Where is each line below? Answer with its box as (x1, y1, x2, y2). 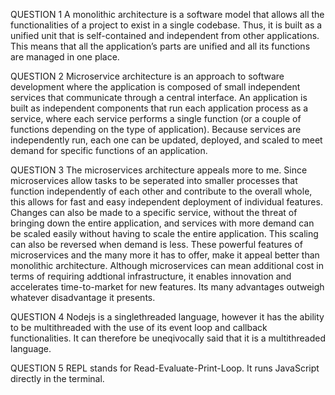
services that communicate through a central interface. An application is (10, 92, 308, 103)
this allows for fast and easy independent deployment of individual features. (10, 196, 323, 208)
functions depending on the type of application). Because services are (10, 124, 302, 135)
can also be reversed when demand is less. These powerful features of (10, 239, 303, 250)
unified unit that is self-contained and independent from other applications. (10, 30, 320, 41)
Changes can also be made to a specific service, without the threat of (10, 207, 298, 218)
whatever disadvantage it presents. (10, 292, 156, 303)
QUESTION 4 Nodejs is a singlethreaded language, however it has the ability (10, 311, 325, 323)
